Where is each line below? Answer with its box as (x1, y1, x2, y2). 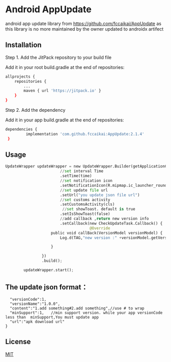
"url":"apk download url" (10, 319, 65, 324)
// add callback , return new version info (60, 216, 149, 222)
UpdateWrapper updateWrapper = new (5, 164, 81, 169)
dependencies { (5, 127, 38, 132)
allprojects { (5, 74, 36, 79)
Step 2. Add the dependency (5, 107, 66, 113)
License (5, 337, 31, 346)
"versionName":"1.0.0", (10, 301, 60, 306)
